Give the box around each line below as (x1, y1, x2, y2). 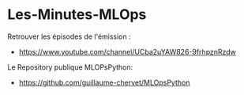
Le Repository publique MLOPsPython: (7, 62, 133, 72)
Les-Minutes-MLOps (7, 6, 147, 24)
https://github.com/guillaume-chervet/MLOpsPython (18, 78, 190, 87)
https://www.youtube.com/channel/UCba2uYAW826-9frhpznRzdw (18, 47, 236, 56)
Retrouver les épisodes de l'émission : (7, 32, 131, 41)
